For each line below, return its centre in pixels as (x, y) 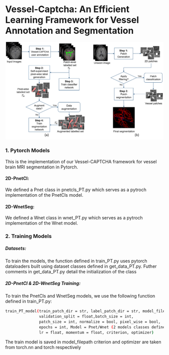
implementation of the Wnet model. (42, 223)
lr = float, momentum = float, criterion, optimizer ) (97, 332)
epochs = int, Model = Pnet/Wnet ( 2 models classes (94, 327)
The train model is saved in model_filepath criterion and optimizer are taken (83, 342)
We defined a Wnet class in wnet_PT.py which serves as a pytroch (74, 218)
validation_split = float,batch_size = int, (87, 316)
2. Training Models (28, 236)
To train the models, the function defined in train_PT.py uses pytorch (76, 261)
